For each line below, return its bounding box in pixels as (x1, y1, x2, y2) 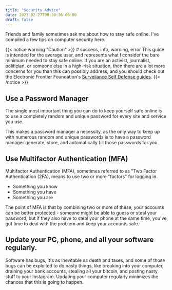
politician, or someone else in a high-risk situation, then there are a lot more (5, 63, 165, 69)
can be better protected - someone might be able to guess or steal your (5, 210, 157, 216)
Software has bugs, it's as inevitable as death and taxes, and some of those (5, 257, 165, 263)
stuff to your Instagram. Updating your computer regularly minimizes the (5, 273, 159, 280)
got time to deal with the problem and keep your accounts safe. (5, 221, 140, 226)
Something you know (12, 183, 58, 189)
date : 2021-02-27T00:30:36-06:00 (5, 12, 77, 17)
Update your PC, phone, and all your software (5, 236, 154, 244)
